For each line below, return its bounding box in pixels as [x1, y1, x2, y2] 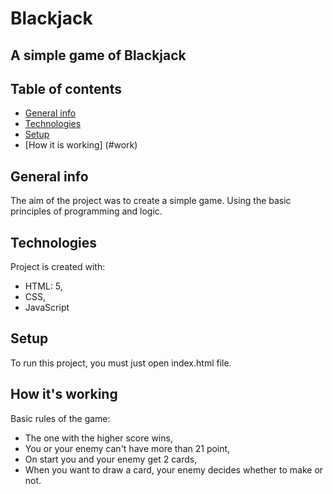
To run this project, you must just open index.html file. [10, 357, 232, 369]
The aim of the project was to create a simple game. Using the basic [10, 195, 292, 207]
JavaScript [24, 302, 70, 314]
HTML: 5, [24, 280, 63, 292]
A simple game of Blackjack [10, 47, 187, 64]
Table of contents [10, 80, 122, 97]
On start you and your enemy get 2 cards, [24, 453, 198, 465]
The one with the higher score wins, [24, 432, 173, 444]
